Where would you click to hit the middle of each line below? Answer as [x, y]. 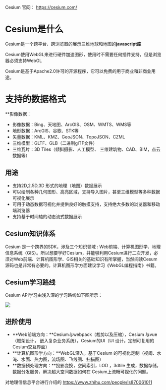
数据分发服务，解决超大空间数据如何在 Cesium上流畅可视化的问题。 [82, 372]
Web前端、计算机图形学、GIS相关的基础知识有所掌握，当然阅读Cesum [85, 259]
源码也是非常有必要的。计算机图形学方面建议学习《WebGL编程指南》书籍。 [82, 265]
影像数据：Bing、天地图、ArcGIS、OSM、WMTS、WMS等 [72, 124]
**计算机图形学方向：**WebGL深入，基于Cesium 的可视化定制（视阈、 [84, 353]
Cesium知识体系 [30, 234]
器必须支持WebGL [24, 61]
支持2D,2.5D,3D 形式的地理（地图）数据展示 [57, 186]
